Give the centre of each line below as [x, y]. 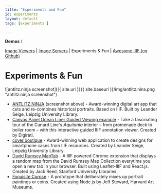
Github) [13, 56]
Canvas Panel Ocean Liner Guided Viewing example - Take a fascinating [84, 120]
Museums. [23, 187]
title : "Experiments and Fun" [36, 10]
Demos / [14, 42]
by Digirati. [23, 135]
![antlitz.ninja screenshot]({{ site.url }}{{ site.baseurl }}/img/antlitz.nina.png [80, 89]
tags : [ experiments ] [27, 23]
